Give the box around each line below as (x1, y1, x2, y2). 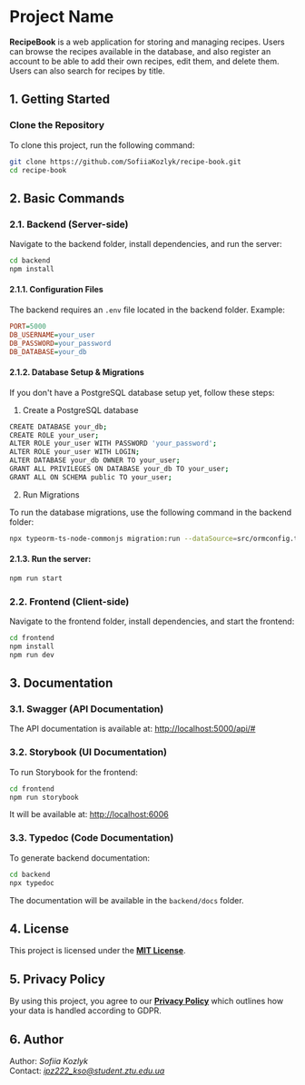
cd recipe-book (9, 165, 67, 174)
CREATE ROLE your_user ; (9, 430, 100, 439)
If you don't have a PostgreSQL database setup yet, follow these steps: (9, 387, 275, 398)
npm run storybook (9, 793, 79, 802)
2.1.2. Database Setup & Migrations (9, 367, 145, 378)
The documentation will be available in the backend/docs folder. (9, 894, 244, 905)
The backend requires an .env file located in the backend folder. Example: (9, 304, 286, 315)
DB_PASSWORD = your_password (9, 339, 112, 348)
